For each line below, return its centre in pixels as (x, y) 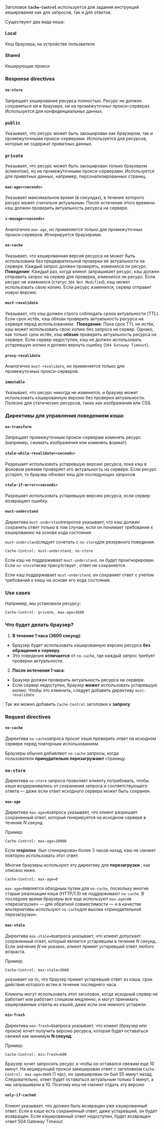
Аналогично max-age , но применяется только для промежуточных (74, 229)
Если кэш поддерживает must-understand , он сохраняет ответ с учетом (80, 575)
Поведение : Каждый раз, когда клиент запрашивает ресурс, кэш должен (82, 271)
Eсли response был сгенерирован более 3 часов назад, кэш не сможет (81, 850)
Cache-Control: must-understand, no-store (49, 551)
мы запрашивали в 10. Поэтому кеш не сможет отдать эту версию (75, 1084)
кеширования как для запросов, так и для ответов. (59, 12)
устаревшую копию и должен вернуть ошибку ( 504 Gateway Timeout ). (77, 345)
